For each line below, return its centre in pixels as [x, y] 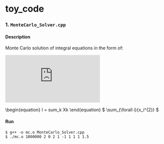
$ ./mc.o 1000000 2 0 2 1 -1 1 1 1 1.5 [47, 137]
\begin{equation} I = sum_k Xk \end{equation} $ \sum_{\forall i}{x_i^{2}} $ [82, 110]
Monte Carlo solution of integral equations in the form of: [64, 48]
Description [18, 37]
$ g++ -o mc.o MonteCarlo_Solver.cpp [45, 132]
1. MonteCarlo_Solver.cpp [36, 25]
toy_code [25, 9]
